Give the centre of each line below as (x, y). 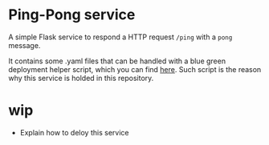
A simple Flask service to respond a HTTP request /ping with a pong (120, 37)
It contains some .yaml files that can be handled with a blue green (117, 61)
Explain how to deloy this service (74, 132)
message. (24, 45)
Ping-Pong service (72, 15)
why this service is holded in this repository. (81, 78)
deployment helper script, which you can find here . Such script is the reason (135, 69)
